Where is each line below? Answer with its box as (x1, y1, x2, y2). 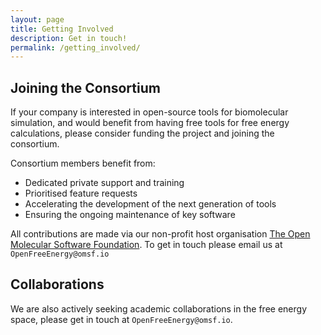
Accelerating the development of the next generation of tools (24, 198, 277, 210)
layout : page (10, 14, 65, 25)
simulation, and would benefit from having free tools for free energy (10, 117, 290, 129)
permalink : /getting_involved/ (10, 42, 141, 53)
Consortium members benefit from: (10, 157, 156, 170)
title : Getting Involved (10, 24, 114, 34)
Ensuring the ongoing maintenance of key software (24, 209, 236, 221)
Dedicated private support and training (24, 177, 185, 189)
